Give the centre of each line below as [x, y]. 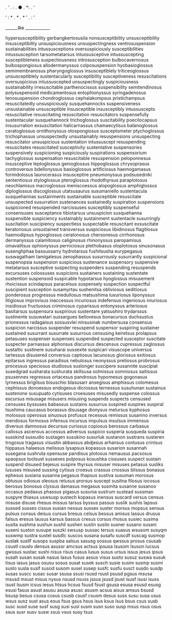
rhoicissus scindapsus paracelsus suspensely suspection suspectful [78, 284]
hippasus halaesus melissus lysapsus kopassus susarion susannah [76, 448]
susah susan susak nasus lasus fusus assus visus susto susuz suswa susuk [85, 557]
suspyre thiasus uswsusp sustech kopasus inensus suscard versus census [84, 497]
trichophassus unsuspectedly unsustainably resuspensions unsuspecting [83, 136]
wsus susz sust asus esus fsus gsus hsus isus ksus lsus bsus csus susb [82, 601]
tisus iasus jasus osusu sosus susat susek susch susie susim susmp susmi [84, 563]
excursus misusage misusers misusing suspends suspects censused [78, 399]
